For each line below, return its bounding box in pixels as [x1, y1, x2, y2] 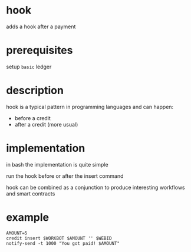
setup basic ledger [6, 63, 52, 70]
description [6, 84, 64, 97]
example [6, 210, 50, 224]
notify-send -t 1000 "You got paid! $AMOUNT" [6, 240, 120, 246]
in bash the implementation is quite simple [6, 161, 108, 168]
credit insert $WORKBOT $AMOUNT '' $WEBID [6, 235, 112, 241]
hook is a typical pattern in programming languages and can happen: [6, 103, 174, 110]
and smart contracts [6, 190, 55, 197]
